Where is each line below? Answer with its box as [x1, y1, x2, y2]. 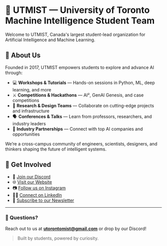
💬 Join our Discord [12, 173, 51, 179]
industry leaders [12, 120, 46, 126]
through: [5, 70, 23, 76]
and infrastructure [12, 108, 50, 114]
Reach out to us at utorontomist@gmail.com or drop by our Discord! [5, 226, 147, 232]
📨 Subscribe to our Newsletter [12, 197, 75, 203]
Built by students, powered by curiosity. [17, 235, 99, 241]
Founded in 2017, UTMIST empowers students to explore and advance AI [5, 64, 154, 70]
